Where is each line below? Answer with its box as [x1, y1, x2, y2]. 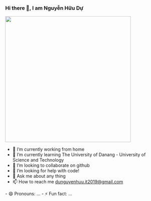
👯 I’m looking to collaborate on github [12, 162, 90, 168]
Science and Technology [12, 157, 64, 163]
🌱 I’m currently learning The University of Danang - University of [12, 152, 146, 158]
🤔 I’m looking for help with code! [12, 168, 79, 174]
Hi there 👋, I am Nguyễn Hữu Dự [5, 5, 84, 12]
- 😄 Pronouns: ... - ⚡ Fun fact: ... [5, 191, 73, 197]
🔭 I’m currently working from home [12, 146, 85, 153]
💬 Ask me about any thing [12, 173, 66, 179]
